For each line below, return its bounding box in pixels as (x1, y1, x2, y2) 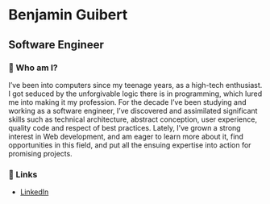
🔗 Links (8, 169, 38, 180)
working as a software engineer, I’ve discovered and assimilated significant (8, 106, 258, 115)
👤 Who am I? (8, 62, 58, 73)
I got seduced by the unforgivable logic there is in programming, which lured (8, 89, 263, 98)
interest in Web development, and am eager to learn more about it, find (8, 131, 244, 141)
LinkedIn (19, 187, 49, 197)
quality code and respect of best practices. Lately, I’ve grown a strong (8, 123, 241, 132)
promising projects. (8, 148, 73, 158)
